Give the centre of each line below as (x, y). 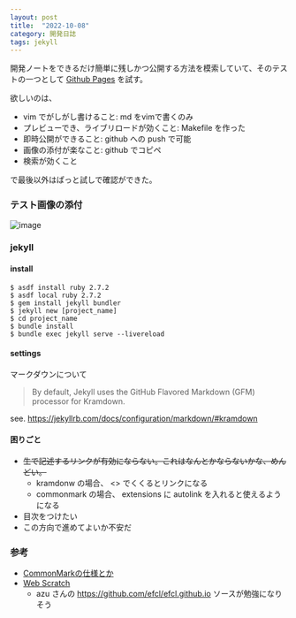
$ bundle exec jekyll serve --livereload (87, 334)
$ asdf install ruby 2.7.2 (60, 287)
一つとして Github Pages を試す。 (87, 80)
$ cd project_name (44, 318)
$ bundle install (42, 326)
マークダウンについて (49, 374)
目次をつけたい (50, 516)
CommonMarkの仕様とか (68, 573)
